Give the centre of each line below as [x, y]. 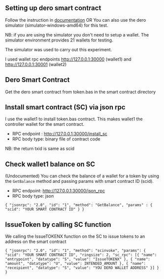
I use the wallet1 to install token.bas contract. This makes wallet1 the [74, 119]
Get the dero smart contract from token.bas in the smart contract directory [81, 92]
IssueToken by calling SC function [58, 225]
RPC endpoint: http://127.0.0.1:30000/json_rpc [58, 191]
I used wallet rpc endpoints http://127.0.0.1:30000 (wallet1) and [68, 59]
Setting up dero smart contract [53, 8]
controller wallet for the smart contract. [45, 124]
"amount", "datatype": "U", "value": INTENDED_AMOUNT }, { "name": [76, 264]
